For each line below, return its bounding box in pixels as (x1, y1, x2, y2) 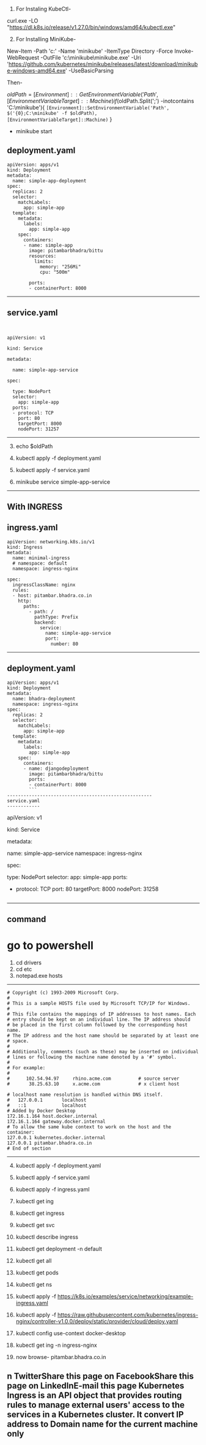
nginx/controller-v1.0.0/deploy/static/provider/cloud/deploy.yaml (15, 1317, 178, 1325)
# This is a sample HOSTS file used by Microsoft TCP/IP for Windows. (7, 1000, 191, 1006)
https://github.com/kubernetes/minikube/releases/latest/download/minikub (9, 61, 198, 68)
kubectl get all (15, 1257, 52, 1264)
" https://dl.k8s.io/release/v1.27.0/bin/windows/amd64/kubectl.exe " (7, 24, 176, 31)
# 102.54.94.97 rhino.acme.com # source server (7, 1075, 180, 1082)
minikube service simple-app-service (15, 478, 111, 486)
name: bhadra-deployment (12, 695, 76, 702)
